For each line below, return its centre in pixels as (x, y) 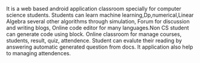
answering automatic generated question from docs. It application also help (100, 47)
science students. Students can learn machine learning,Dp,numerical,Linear (100, 15)
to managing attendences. (38, 53)
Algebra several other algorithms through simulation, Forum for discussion (98, 21)
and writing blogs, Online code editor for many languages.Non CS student (98, 28)
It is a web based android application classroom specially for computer (94, 9)
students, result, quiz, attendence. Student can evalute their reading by (94, 40)
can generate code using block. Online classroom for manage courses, (94, 34)
